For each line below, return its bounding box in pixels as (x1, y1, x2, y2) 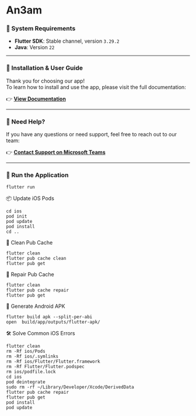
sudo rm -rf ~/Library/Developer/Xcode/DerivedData (6, 384, 134, 390)
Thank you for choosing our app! (6, 77, 85, 84)
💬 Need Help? (6, 118, 45, 126)
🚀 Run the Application (6, 171, 69, 179)
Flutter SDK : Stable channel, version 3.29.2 (14, 37, 120, 44)
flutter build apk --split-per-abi (6, 314, 93, 320)
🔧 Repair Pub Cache (6, 271, 54, 278)
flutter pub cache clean (6, 256, 66, 262)
